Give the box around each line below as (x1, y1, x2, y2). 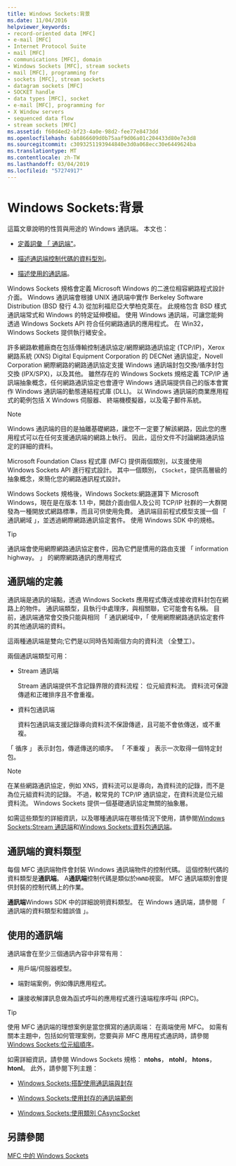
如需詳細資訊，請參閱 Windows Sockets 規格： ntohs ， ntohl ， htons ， (7, 1056, 216, 1063)
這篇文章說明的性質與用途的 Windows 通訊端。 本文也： (7, 224, 169, 233)
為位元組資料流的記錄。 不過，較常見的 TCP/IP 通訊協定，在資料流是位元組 (7, 790, 223, 799)
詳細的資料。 (19, 442, 57, 450)
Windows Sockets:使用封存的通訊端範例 (17, 1094, 133, 1102)
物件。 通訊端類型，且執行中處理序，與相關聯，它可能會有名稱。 (25, 604, 212, 613)
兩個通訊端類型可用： (7, 652, 69, 660)
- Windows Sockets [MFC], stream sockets (7, 63, 131, 70)
